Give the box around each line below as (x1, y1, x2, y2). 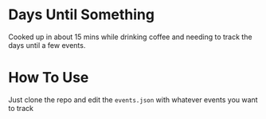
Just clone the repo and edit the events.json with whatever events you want (8, 94, 258, 105)
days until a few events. (8, 40, 86, 50)
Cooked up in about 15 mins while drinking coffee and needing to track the (8, 32, 252, 42)
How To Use (8, 69, 89, 87)
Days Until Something (8, 6, 155, 24)
